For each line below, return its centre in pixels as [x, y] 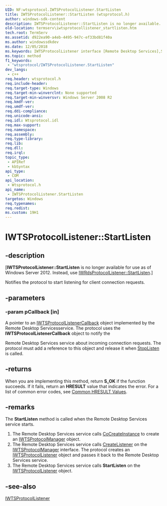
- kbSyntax [18, 167]
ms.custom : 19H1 [22, 213]
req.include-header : [27, 83]
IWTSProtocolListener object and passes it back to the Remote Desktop [85, 455]
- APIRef [16, 162]
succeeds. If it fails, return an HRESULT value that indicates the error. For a [82, 386]
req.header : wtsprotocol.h [33, 79]
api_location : [20, 181]
